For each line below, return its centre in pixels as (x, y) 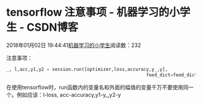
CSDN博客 (52, 27)
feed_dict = (160, 75)
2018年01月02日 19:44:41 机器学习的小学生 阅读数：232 (74, 45)
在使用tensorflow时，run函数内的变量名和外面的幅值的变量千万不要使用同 (97, 87)
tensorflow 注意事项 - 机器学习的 (88, 12)
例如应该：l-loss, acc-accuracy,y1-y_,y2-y (69, 94)
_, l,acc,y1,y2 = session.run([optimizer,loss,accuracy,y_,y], (87, 69)
